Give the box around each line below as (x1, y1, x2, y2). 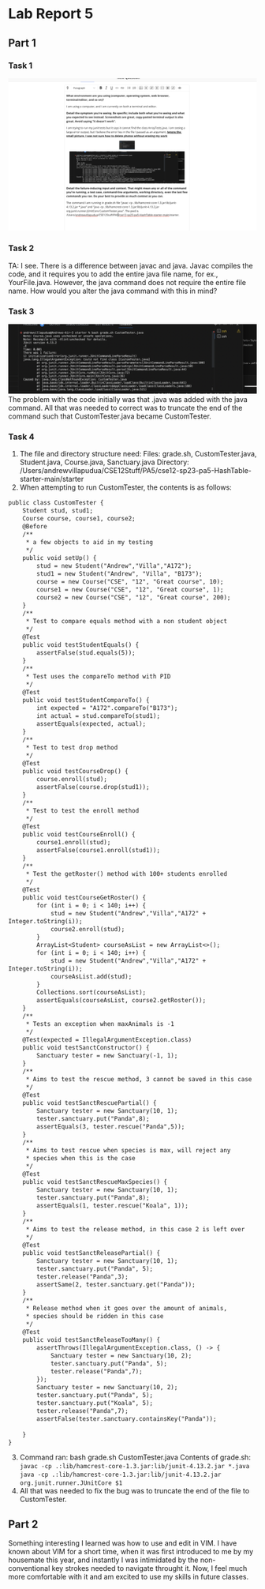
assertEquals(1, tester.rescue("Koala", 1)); (36, 1202, 189, 1210)
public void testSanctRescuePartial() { (22, 1099, 157, 1107)
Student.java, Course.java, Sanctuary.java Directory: (19, 457, 189, 467)
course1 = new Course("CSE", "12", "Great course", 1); (36, 586, 224, 594)
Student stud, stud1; (22, 507, 93, 515)
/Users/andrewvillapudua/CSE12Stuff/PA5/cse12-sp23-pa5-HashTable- (19, 466, 252, 475)
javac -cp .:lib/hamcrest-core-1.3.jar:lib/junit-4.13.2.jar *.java (19, 1463, 250, 1471)
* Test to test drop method (25, 744, 118, 752)
